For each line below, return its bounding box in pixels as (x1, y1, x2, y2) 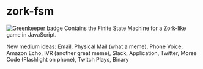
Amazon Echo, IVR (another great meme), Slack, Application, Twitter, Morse (6, 49, 197, 56)
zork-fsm (6, 4, 54, 18)
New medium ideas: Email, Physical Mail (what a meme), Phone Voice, (6, 43, 183, 50)
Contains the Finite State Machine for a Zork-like (64, 24, 186, 32)
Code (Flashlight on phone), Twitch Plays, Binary (6, 56, 129, 63)
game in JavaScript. (6, 31, 57, 38)
